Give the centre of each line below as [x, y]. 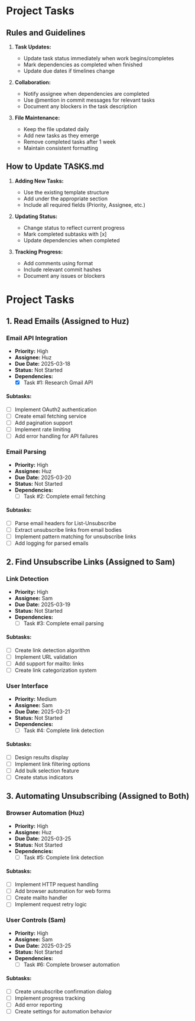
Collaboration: [33, 82]
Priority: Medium [36, 699]
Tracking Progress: [39, 252]
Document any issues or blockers [64, 275]
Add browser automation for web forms [63, 891]
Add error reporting [38, 1004]
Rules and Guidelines [46, 33]
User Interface [27, 686]
